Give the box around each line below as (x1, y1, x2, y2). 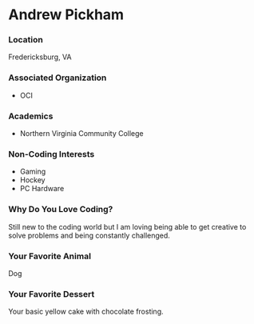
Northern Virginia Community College (19, 129, 144, 138)
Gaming (19, 166, 46, 177)
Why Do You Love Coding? (8, 204, 113, 215)
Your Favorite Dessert (8, 288, 95, 299)
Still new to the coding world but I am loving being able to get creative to (8, 222, 247, 231)
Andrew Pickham (8, 6, 125, 24)
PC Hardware (19, 184, 65, 194)
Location (8, 34, 44, 46)
